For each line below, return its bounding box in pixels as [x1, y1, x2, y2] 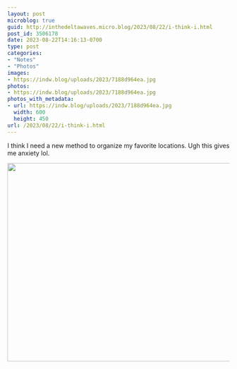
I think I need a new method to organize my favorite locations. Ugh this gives [7, 141, 230, 150]
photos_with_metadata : [7, 96, 74, 103]
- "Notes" [7, 56, 37, 63]
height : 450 [13, 115, 49, 122]
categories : [7, 50, 42, 57]
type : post [7, 43, 39, 50]
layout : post [7, 10, 46, 18]
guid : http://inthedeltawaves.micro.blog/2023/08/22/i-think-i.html [7, 23, 213, 30]
